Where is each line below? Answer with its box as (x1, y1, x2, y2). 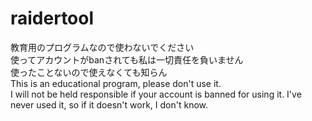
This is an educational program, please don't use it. (10, 77, 222, 89)
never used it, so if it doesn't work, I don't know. (10, 98, 208, 111)
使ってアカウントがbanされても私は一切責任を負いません (10, 53, 244, 66)
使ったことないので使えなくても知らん (10, 66, 168, 78)
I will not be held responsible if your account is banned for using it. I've (10, 88, 302, 100)
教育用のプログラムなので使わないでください (10, 41, 195, 53)
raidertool (10, 7, 95, 30)
